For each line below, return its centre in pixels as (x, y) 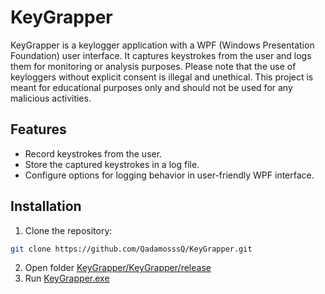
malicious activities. (51, 98)
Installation (46, 206)
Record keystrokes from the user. (93, 153)
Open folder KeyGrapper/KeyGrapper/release (118, 268)
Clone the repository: (68, 230)
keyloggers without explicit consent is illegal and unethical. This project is (162, 77)
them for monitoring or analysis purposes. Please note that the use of (153, 66)
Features (38, 129)
